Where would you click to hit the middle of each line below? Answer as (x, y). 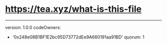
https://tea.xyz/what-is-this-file (73, 9)
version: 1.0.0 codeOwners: (33, 27)
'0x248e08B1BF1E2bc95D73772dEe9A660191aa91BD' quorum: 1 (78, 37)
